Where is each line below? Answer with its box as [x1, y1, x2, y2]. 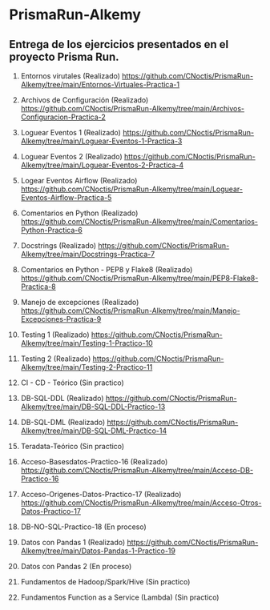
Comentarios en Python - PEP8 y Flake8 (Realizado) [20, 265, 193, 274]
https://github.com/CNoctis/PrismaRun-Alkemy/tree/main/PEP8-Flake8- [20, 274, 259, 283]
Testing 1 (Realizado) [20, 330, 91, 339]
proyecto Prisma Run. [9, 50, 119, 63]
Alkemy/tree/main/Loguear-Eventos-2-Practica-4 [20, 160, 184, 170]
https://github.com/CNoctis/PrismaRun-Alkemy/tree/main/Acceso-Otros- [20, 498, 262, 508]
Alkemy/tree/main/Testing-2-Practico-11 [20, 363, 153, 371]
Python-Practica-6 [20, 226, 83, 235]
